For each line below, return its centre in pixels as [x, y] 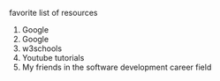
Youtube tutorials [53, 58]
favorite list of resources [54, 13]
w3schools [42, 48]
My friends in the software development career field [117, 67]
